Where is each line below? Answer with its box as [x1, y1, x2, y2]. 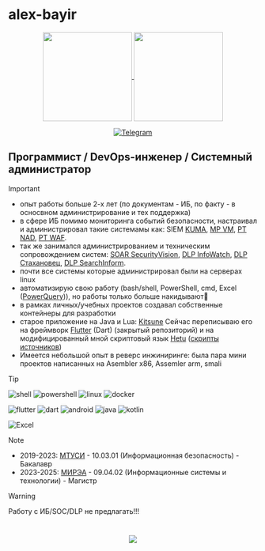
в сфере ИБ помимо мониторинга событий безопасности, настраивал [19, 216, 258, 225]
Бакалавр [19, 459, 53, 468]
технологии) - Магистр [19, 476, 97, 485]
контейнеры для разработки [19, 308, 116, 318]
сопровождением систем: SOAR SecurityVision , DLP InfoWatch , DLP [19, 249, 248, 259]
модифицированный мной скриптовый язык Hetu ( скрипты [19, 334, 220, 343]
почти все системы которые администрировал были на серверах [19, 266, 243, 276]
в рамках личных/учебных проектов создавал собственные [19, 300, 223, 309]
